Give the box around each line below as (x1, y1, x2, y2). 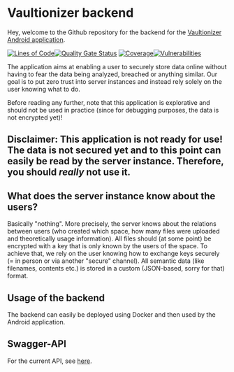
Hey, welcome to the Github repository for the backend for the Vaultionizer (7, 28, 222, 36)
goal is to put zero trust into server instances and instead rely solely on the (7, 77, 222, 85)
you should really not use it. (7, 166, 131, 178)
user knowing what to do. (7, 85, 80, 93)
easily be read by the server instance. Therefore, (7, 155, 224, 167)
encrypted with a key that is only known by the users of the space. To (7, 242, 208, 250)
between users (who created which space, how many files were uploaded (7, 227, 220, 236)
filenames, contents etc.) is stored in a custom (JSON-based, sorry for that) (7, 264, 225, 273)
